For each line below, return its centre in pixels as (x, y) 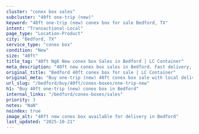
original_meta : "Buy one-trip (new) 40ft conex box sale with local (92, 78)
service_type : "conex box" (39, 45)
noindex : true (24, 111)
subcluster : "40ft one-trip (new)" (50, 17)
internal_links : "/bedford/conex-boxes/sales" (65, 94)
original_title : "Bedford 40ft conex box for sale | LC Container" (91, 72)
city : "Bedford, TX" (32, 39)
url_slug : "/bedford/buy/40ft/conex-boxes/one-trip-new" (78, 84)
